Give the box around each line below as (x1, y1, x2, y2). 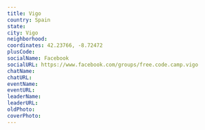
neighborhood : (7, 36, 48, 43)
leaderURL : (7, 100, 39, 107)
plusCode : (7, 49, 36, 56)
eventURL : (7, 87, 36, 94)
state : (7, 23, 26, 30)
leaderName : (7, 94, 41, 100)
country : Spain (7, 17, 51, 23)
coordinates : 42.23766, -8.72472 (7, 42, 103, 49)
